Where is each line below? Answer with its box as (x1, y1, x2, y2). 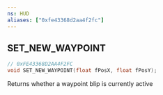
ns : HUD (7, 10, 30, 17)
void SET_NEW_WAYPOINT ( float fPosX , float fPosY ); (7, 67, 157, 74)
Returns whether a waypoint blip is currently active (7, 80, 153, 88)
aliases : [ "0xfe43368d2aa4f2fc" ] (7, 17, 104, 24)
